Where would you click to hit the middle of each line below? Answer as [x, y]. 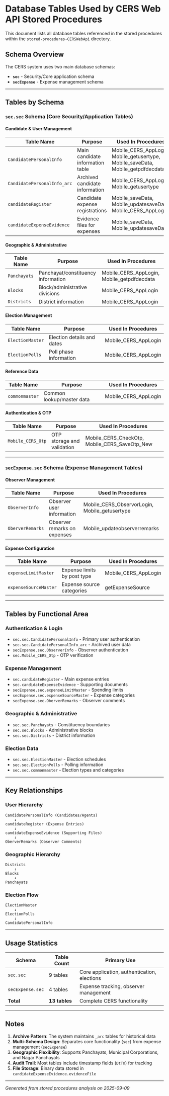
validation [63, 447]
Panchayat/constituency [67, 273]
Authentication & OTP [28, 413]
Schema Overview [35, 55]
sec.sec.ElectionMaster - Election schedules [59, 759]
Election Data [22, 748]
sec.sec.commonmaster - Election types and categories [68, 770]
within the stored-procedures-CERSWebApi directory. [58, 39]
